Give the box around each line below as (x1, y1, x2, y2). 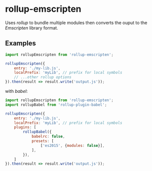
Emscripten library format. (5, 25, 58, 30)
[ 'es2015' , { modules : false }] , (40, 143, 105, 148)
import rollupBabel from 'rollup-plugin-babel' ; (5, 102, 107, 107)
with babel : (5, 88, 28, 94)
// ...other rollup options (14, 75, 72, 80)
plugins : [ (14, 125, 37, 130)
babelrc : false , (31, 134, 65, 139)
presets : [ (31, 139, 54, 143)
